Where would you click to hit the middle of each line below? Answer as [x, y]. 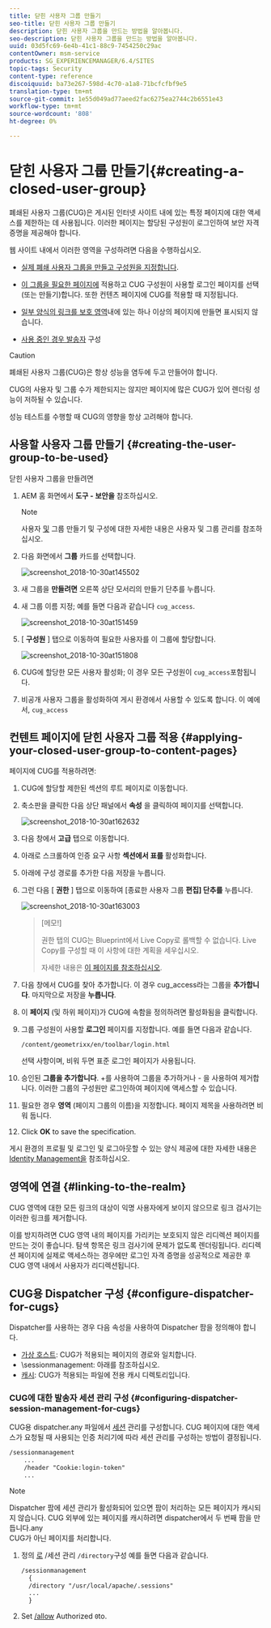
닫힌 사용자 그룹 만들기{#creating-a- [127, 171]
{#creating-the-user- [182, 445]
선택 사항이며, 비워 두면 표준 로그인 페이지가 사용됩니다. [108, 1061]
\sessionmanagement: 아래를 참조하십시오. [90, 1365]
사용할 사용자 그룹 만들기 [67, 445]
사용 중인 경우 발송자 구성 [61, 339]
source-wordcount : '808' [51, 114]
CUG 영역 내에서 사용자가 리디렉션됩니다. [74, 1266]
